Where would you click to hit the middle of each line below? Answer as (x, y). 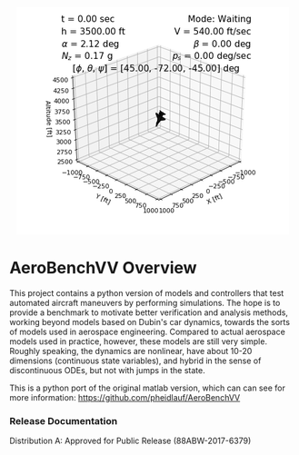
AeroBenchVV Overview (103, 268)
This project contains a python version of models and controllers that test (147, 292)
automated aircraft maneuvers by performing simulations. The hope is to (145, 302)
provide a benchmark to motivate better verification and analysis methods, (149, 312)
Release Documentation (64, 420)
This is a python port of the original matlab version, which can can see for (148, 388)
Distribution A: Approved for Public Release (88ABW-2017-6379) (130, 441)
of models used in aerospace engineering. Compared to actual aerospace (148, 331)
